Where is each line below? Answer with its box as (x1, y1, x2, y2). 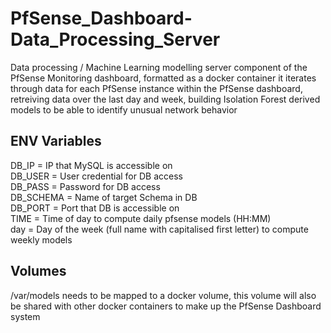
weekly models (10, 233, 73, 246)
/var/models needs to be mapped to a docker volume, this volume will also (10, 289, 317, 301)
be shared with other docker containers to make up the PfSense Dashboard (10, 300, 322, 312)
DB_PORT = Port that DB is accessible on (10, 202, 180, 214)
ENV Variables (10, 133, 102, 150)
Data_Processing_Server (10, 28, 221, 51)
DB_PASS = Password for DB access (10, 180, 161, 192)
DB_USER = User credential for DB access (10, 170, 183, 182)
